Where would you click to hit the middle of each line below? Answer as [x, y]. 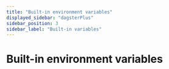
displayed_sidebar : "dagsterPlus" [50, 18]
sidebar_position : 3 [33, 23]
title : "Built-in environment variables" [60, 12]
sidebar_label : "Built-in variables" [54, 29]
